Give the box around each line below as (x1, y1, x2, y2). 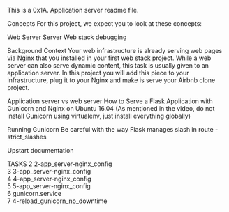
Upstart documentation (7, 146, 74, 154)
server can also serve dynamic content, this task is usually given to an (7, 61, 209, 69)
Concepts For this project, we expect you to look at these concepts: (7, 20, 202, 27)
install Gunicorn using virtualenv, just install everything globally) (7, 112, 191, 120)
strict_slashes (7, 132, 47, 141)
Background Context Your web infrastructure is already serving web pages (7, 47, 223, 54)
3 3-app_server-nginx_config (7, 167, 91, 175)
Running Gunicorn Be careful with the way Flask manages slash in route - (7, 126, 219, 133)
